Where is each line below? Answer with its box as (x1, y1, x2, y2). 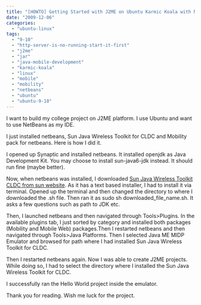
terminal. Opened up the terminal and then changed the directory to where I (6, 187, 193, 195)
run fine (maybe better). (6, 163, 65, 171)
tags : (6, 31, 20, 37)
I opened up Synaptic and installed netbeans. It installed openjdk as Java (6, 151, 187, 158)
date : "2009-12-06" (6, 14, 55, 20)
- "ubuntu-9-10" (11, 98, 52, 104)
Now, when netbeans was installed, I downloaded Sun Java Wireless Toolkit (6, 175, 193, 182)
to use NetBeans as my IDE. (6, 121, 75, 128)
